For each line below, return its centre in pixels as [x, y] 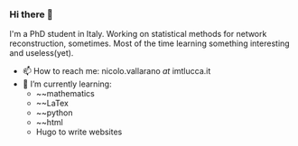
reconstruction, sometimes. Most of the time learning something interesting [150, 43]
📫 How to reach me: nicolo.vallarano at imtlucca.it [116, 71]
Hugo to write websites [79, 132]
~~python [55, 113]
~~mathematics [65, 94]
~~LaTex [52, 104]
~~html [49, 123]
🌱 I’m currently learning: [67, 84]
